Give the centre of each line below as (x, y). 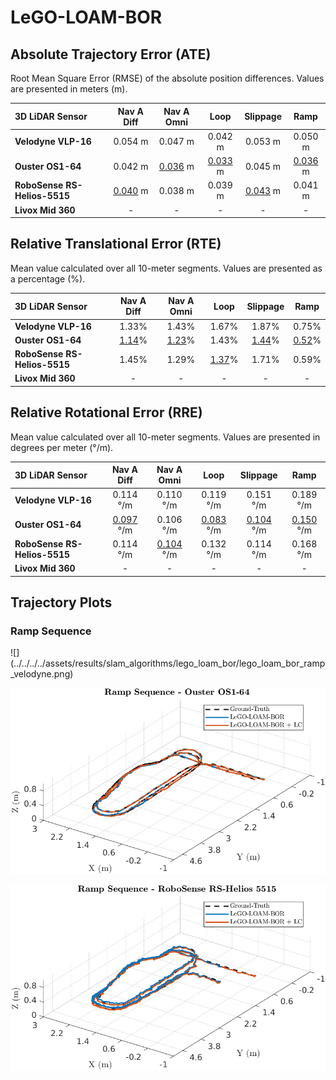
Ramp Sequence (51, 631)
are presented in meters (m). (69, 89)
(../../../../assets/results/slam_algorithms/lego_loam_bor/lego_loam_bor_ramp (168, 663)
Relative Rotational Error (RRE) (106, 412)
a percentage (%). (48, 278)
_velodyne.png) (42, 674)
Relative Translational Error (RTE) (116, 244)
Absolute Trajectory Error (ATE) (111, 54)
